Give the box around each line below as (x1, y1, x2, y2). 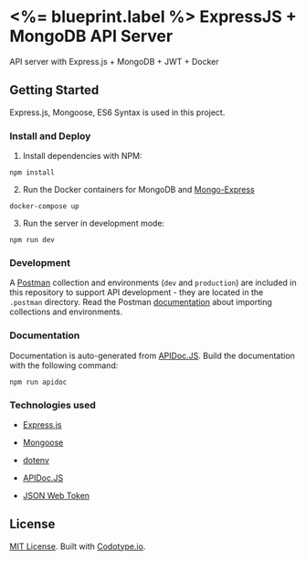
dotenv (22, 454, 50, 465)
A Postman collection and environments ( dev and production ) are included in (9, 277, 297, 289)
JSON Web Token (22, 490, 90, 501)
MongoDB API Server (9, 26, 174, 47)
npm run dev (9, 236, 55, 245)
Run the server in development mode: (22, 217, 165, 229)
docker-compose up (9, 202, 79, 211)
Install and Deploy (9, 130, 91, 143)
